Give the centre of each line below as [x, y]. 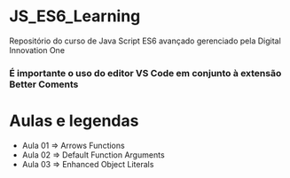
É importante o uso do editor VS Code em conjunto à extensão [145, 73]
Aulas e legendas [74, 121]
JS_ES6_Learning [75, 16]
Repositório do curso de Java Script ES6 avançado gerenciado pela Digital [145, 41]
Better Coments [44, 84]
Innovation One [37, 50]
